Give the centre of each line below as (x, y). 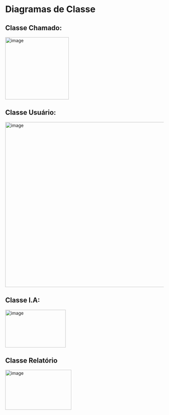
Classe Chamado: (33, 28)
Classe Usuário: (31, 112)
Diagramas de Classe (50, 9)
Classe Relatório (31, 361)
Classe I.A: (23, 300)
